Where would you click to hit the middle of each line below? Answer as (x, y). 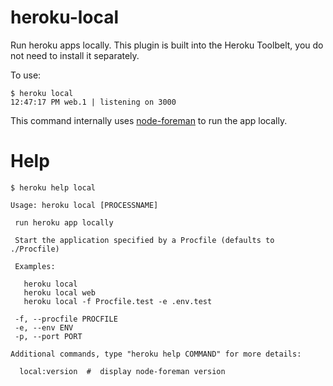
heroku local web (60, 292)
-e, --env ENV (44, 327)
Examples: (35, 266)
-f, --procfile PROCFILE (66, 319)
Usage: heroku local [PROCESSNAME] (84, 205)
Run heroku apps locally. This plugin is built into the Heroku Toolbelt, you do (167, 45)
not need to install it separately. (75, 55)
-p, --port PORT (48, 336)
